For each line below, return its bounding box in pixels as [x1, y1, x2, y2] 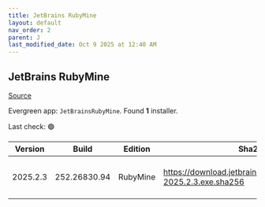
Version [14, 143, 45, 154]
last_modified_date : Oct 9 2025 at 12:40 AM [8, 41, 157, 49]
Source [8, 91, 32, 100]
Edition [123, 143, 151, 154]
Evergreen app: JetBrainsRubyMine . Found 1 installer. [8, 105, 179, 115]
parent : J [8, 33, 41, 42]
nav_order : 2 [8, 26, 51, 34]
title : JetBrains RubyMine [8, 11, 97, 20]
